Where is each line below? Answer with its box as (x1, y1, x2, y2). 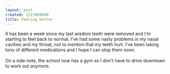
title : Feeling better (5, 17, 53, 22)
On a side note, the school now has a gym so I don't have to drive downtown (5, 58, 165, 64)
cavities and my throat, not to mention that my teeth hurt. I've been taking (5, 42, 159, 48)
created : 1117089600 (5, 12, 49, 17)
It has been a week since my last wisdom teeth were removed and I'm (5, 31, 151, 37)
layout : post (5, 7, 33, 13)
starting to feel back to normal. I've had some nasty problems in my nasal (5, 36, 159, 42)
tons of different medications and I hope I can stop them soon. (5, 47, 135, 53)
